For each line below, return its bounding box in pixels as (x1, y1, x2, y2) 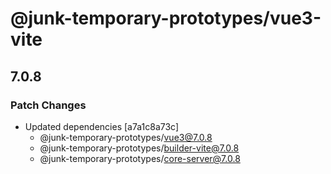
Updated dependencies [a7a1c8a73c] (24, 120, 180, 132)
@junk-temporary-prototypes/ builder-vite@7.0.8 (39, 142, 240, 154)
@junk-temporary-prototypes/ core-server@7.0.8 (39, 152, 241, 164)
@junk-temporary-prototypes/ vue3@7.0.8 (39, 131, 213, 143)
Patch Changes (10, 98, 87, 112)
